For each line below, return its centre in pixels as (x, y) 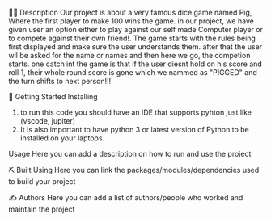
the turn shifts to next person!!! (60, 81)
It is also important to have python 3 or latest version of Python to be (134, 130)
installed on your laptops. (62, 138)
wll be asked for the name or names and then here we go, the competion (129, 55)
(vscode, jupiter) (47, 121)
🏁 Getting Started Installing (53, 96)
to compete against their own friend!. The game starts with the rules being (132, 38)
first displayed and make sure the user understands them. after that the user (135, 47)
